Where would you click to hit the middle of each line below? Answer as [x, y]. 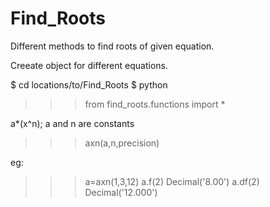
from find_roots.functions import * [155, 104]
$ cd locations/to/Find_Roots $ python [89, 84]
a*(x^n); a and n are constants [72, 123]
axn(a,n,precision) [122, 143]
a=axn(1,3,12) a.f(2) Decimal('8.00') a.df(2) [172, 181]
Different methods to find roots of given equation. [112, 46]
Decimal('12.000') [121, 192]
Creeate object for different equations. [89, 65]
